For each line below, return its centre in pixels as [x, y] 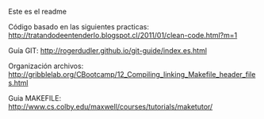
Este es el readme [38, 12]
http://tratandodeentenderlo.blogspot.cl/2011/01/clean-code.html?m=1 [123, 35]
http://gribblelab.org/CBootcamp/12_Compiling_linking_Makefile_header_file [132, 74]
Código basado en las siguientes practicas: [78, 27]
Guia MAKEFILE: [35, 98]
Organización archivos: [46, 66]
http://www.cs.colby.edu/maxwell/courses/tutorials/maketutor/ [111, 107]
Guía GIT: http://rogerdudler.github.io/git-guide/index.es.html [108, 50]
